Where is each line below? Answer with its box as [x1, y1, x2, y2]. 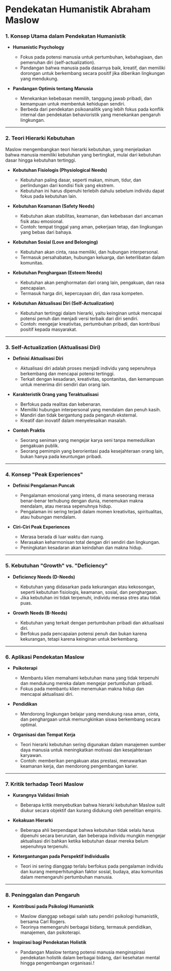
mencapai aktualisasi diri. [20, 691, 74, 697]
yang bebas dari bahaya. [20, 229, 73, 235]
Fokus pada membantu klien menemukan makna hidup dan [20, 686, 144, 692]
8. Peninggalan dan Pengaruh [5, 891, 80, 899]
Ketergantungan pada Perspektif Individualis [12, 853, 110, 859]
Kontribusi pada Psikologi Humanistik [12, 903, 94, 909]
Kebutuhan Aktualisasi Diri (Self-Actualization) [12, 300, 115, 306]
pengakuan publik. [20, 442, 60, 449]
